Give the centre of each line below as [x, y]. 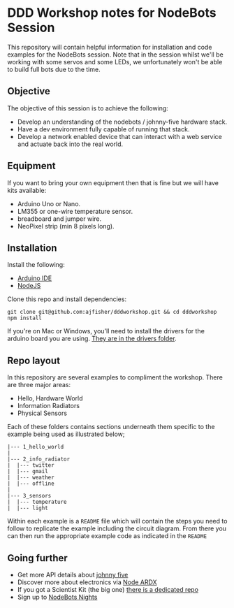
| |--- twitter [31, 465]
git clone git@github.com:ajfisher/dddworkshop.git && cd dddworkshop [112, 312]
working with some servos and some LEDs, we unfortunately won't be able [115, 61]
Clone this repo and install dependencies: [67, 299]
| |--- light [28, 508]
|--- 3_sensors [29, 496]
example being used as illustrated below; [66, 434]
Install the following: [36, 265]
